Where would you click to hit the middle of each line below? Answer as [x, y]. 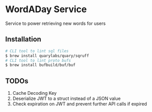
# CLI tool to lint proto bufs [38, 60]
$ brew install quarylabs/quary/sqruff [47, 56]
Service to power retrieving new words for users [56, 23]
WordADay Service [46, 9]
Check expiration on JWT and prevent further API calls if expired [80, 104]
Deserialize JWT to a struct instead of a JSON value [67, 99]
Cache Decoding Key [35, 93]
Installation [23, 39]
